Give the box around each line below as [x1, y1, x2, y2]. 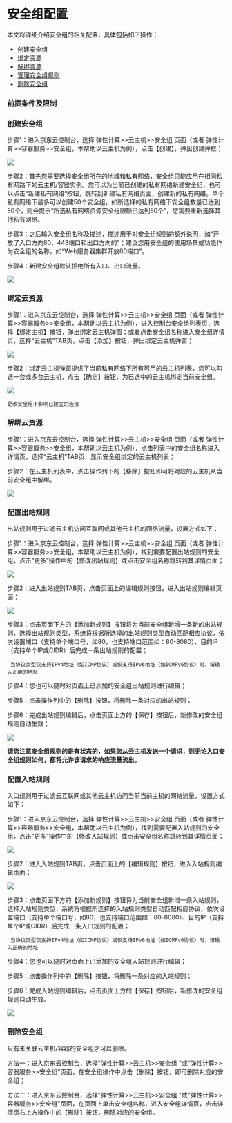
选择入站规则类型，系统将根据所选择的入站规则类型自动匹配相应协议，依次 [7, 905, 219, 913]
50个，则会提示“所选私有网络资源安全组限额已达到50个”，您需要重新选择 [7, 206, 215, 215]
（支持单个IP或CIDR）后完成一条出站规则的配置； [7, 646, 148, 654]
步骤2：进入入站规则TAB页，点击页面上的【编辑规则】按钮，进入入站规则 [7, 860, 216, 868]
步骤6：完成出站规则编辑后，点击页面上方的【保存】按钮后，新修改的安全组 [7, 711, 223, 719]
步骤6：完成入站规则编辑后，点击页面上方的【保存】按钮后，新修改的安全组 [7, 986, 223, 995]
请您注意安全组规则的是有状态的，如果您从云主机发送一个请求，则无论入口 [7, 747, 219, 756]
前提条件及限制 [7, 98, 57, 108]
